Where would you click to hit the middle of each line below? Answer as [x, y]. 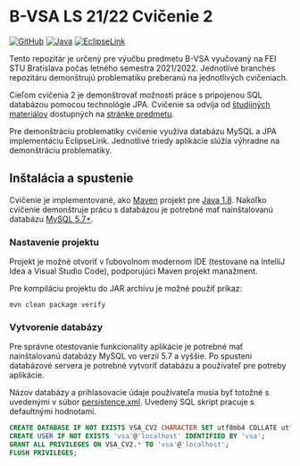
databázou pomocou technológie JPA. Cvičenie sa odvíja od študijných [140, 104]
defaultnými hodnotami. [53, 411]
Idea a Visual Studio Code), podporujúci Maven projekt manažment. [133, 271]
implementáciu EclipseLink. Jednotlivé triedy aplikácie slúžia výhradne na [145, 140]
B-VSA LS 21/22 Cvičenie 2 [111, 17]
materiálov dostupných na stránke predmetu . [92, 114]
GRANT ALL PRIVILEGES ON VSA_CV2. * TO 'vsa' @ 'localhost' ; [119, 445]
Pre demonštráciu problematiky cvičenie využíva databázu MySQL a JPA [143, 131]
